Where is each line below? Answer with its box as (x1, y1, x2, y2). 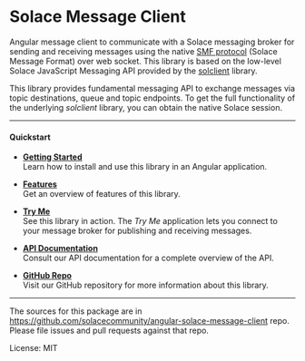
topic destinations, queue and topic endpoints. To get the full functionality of (9, 93, 296, 103)
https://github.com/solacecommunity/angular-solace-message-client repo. (9, 316, 290, 327)
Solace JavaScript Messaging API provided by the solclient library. (9, 65, 258, 76)
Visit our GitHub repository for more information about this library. (22, 279, 270, 291)
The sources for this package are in (9, 306, 143, 317)
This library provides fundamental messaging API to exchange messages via (9, 83, 296, 93)
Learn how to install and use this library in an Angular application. (22, 161, 268, 172)
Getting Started (22, 151, 84, 162)
